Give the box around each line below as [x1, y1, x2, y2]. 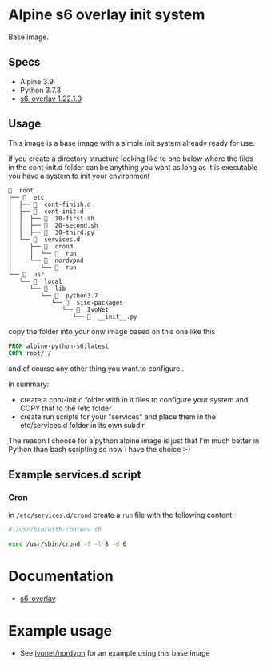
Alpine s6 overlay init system [8, 6, 205, 24]
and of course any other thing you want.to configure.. [8, 364, 185, 373]
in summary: [8, 379, 50, 390]
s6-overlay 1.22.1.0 [19, 94, 82, 103]
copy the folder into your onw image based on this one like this [8, 326, 216, 336]
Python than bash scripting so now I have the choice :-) [8, 445, 191, 454]
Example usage [8, 621, 113, 640]
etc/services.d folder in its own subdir [19, 421, 145, 430]
